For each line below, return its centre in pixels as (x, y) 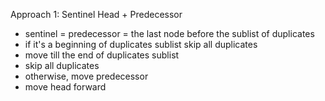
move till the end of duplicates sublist (102, 55)
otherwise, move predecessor (86, 76)
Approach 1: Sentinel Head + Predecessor (96, 14)
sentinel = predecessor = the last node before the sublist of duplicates (169, 33)
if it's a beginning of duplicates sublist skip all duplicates (141, 44)
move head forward (65, 87)
